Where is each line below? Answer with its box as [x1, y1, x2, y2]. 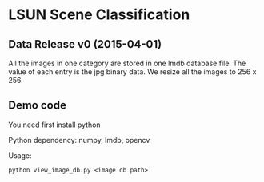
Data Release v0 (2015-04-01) [8, 38, 162, 51]
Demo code [8, 98, 66, 113]
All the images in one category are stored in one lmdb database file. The [8, 58, 246, 68]
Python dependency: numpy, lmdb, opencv [8, 135, 150, 144]
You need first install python [8, 120, 102, 129]
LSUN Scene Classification [8, 6, 190, 24]
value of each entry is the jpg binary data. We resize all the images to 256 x [8, 67, 257, 77]
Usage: [8, 150, 32, 160]
